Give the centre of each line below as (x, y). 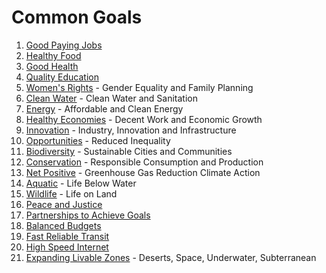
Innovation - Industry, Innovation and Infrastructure (131, 130)
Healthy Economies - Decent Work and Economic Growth (144, 119)
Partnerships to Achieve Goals (88, 215)
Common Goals (77, 17)
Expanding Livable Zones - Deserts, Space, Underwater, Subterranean (171, 257)
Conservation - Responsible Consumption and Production (144, 162)
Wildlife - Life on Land (71, 193)
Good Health (52, 66)
